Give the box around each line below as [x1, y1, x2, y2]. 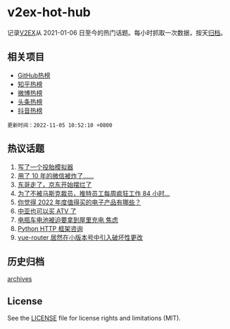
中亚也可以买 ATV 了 [17, 206, 77, 215]
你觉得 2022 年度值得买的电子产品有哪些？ [17, 198, 142, 206]
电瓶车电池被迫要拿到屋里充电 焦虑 [17, 216, 118, 224]
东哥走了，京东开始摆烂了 [17, 180, 92, 189]
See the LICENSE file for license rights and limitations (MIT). [7, 314, 181, 323]
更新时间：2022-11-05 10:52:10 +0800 [7, 121, 113, 129]
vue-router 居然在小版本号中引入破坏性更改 [17, 233, 143, 242]
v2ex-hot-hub [7, 4, 91, 20]
